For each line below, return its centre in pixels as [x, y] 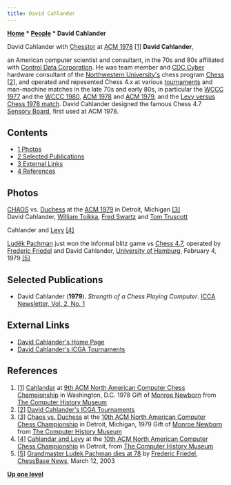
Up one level [25, 474]
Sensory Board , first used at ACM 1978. [63, 111]
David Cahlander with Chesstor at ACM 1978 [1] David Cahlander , [101, 46]
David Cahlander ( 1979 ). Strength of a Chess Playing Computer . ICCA [116, 296]
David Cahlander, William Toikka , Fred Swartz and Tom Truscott [98, 217]
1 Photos [29, 149]
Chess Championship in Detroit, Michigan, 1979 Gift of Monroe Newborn [120, 424]
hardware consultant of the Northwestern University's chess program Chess [115, 74]
